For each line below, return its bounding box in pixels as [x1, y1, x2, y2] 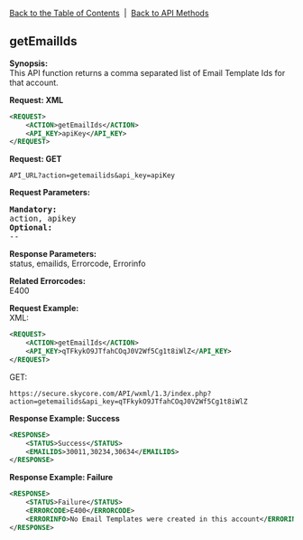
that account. [9, 77, 59, 88]
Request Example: [9, 303, 79, 314]
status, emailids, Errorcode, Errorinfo [9, 258, 146, 270]
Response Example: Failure [9, 472, 114, 483]
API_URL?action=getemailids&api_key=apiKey [9, 171, 176, 180]
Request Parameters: [9, 187, 90, 198]
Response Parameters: [9, 249, 97, 260]
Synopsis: [9, 58, 48, 69]
